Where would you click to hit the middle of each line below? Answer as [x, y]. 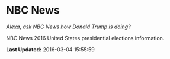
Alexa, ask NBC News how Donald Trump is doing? [69, 27]
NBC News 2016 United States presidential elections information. [85, 38]
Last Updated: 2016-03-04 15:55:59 [50, 49]
